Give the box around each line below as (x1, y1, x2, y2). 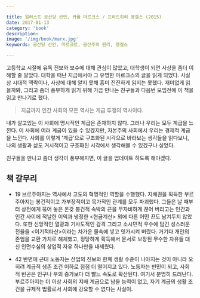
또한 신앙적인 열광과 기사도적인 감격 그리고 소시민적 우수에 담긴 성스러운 (23, 220, 190, 228)
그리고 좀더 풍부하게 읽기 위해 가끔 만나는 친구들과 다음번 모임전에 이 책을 (23, 87, 194, 93)
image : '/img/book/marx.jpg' (6, 36, 79, 42)
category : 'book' (6, 25, 50, 31)
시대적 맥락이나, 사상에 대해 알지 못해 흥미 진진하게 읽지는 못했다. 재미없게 (12, 79, 184, 86)
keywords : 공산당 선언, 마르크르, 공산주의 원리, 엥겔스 (6, 42, 128, 48)
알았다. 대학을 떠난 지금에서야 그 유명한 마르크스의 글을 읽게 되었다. (23, 72, 180, 78)
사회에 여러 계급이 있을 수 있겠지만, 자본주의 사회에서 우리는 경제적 (24, 127, 180, 134)
